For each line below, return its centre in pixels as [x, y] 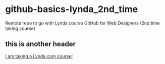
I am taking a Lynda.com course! [39, 56]
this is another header [40, 44]
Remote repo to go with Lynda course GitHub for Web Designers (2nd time [82, 23]
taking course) [20, 28]
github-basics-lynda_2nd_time [71, 9]
